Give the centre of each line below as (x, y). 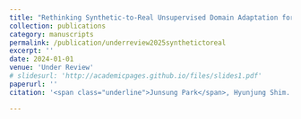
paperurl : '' (34, 84)
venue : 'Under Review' (52, 68)
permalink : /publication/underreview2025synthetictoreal (118, 42)
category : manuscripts (52, 34)
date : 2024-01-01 (42, 59)
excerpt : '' (31, 51)
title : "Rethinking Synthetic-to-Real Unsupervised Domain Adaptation (144, 17)
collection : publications (57, 26)
